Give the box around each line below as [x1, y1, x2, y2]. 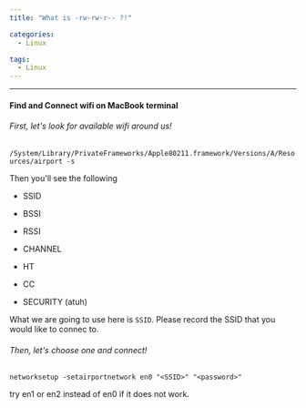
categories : [9, 29, 55, 39]
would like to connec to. [9, 323, 99, 334]
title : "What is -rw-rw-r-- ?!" [9, 13, 132, 23]
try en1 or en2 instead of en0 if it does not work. [9, 389, 189, 400]
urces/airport [9, 157, 64, 166]
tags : [9, 55, 30, 64]
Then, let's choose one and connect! [9, 344, 148, 355]
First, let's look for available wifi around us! [9, 120, 172, 132]
